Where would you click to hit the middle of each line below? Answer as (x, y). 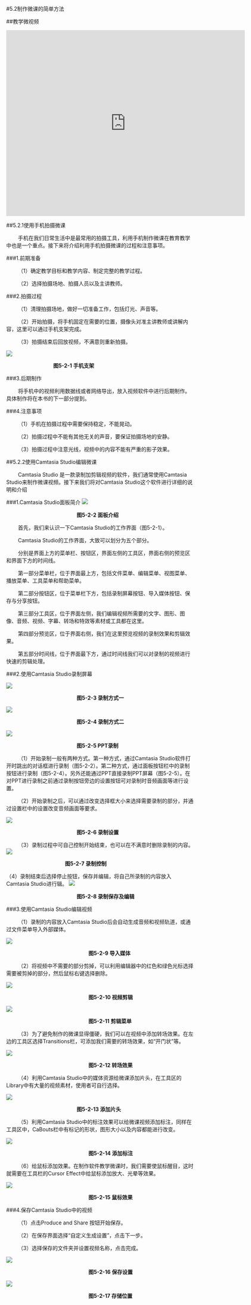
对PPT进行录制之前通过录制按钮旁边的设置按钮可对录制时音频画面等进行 (95, 781)
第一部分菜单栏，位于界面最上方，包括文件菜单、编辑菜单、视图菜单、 (104, 573)
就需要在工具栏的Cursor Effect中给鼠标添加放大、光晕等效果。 (83, 1173)
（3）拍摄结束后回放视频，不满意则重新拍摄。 (74, 342)
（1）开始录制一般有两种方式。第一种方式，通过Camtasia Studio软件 (102, 758)
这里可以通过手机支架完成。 (50, 329)
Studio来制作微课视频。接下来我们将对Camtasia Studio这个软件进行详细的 (97, 482)
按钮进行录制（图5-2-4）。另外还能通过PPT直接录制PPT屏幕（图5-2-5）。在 (98, 773)
